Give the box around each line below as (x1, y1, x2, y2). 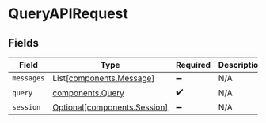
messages (12, 74, 45, 83)
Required (175, 60, 211, 70)
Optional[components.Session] (52, 102, 169, 113)
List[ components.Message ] (52, 73, 155, 84)
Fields (8, 36, 40, 50)
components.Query (52, 88, 124, 99)
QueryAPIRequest (8, 5, 128, 23)
